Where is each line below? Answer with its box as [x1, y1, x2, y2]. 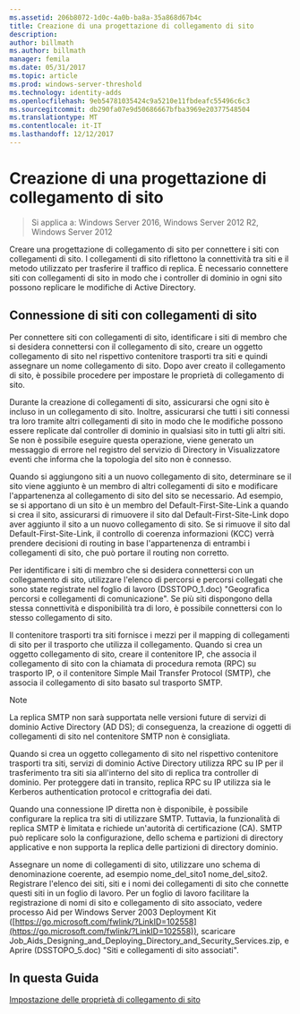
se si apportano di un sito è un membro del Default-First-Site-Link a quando [9, 499, 289, 511]
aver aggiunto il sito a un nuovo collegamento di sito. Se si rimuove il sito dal [9, 519, 291, 529]
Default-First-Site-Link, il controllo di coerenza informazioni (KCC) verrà [9, 528, 275, 538]
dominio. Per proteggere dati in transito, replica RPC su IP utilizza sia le [9, 777, 271, 787]
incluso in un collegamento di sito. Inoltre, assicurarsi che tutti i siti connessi [9, 406, 290, 417]
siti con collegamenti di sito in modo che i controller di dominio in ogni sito [9, 272, 283, 283]
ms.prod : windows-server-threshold [9, 80, 142, 89]
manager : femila [9, 55, 70, 64]
